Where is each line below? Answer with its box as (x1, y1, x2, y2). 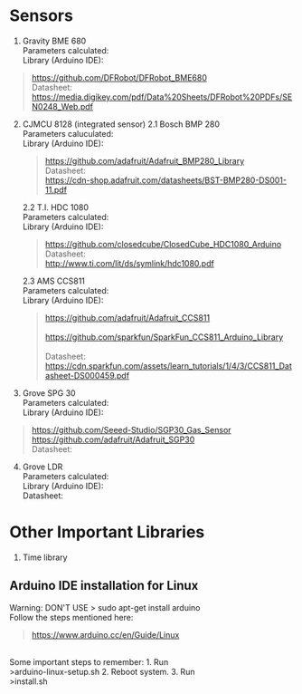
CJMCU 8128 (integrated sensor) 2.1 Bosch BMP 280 (22, 119, 220, 130)
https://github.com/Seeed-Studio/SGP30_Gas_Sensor (31, 424, 232, 435)
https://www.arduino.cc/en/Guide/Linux (31, 629, 180, 640)
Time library (22, 552, 68, 563)
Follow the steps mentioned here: (9, 612, 134, 622)
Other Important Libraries (9, 522, 205, 543)
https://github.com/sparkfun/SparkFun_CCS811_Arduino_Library (44, 332, 284, 342)
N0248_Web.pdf (31, 101, 93, 111)
